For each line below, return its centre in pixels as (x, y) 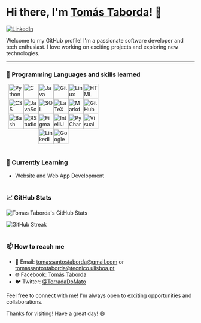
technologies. (23, 53)
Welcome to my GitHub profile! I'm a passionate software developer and (95, 40)
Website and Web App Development (60, 176)
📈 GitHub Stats (29, 197)
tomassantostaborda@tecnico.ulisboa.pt (65, 268)
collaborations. (25, 301)
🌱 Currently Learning (37, 162)
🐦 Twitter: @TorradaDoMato (51, 282)
